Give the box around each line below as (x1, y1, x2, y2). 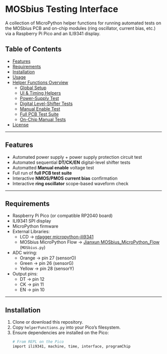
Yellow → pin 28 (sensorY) (19, 265, 75, 272)
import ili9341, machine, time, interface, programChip (12, 344, 131, 349)
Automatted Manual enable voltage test (12, 164, 94, 170)
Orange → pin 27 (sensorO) (19, 255, 77, 261)
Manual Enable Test (19, 106, 61, 112)
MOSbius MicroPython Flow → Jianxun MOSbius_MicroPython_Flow (19, 239, 160, 245)
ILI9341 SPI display (12, 218, 51, 224)
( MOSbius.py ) (19, 244, 46, 250)
